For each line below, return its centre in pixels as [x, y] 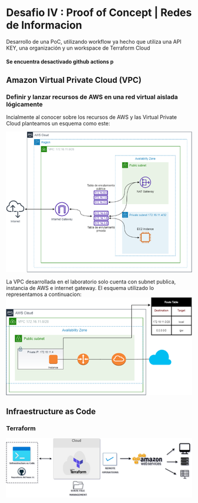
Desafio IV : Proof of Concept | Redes [99, 13]
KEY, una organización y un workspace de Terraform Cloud [78, 48]
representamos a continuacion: [44, 294]
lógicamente [24, 104]
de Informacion [44, 25]
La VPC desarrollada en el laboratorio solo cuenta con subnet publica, [91, 282]
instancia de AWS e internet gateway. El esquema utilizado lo [80, 288]
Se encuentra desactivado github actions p [60, 62]
